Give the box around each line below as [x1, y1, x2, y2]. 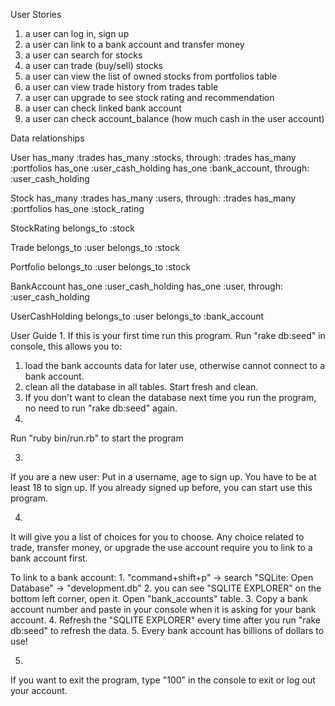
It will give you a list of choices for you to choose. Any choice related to [10, 531, 305, 543]
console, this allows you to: [10, 340, 123, 352]
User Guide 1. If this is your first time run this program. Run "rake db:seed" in [10, 330, 326, 341]
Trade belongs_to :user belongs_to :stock [10, 242, 180, 253]
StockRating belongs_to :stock [10, 222, 135, 234]
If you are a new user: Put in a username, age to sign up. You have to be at [10, 471, 317, 483]
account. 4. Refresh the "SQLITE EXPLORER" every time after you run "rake [10, 614, 321, 626]
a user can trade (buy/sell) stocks [24, 60, 163, 71]
